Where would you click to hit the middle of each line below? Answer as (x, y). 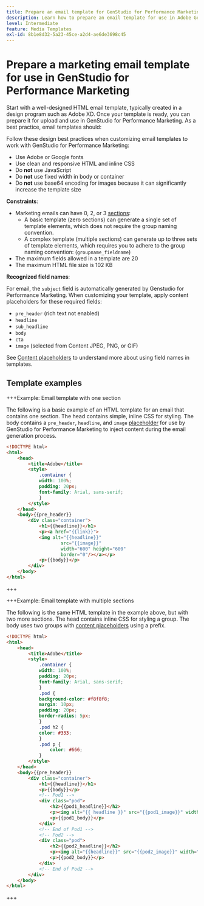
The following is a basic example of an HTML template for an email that (95, 410)
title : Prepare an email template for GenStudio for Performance (90, 12)
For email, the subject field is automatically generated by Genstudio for (95, 289)
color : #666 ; (66, 750)
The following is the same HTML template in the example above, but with (97, 612)
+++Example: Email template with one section (64, 398)
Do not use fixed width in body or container (70, 177)
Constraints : (22, 201)
